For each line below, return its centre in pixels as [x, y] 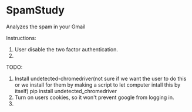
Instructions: [21, 38]
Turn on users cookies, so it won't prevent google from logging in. [94, 97]
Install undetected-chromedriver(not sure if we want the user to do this [100, 78]
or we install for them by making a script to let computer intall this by [97, 85]
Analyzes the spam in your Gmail [46, 27]
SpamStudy [35, 10]
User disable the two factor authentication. [66, 49]
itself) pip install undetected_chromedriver [66, 91]
